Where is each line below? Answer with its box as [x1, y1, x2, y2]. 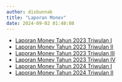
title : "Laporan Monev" [6, 15, 67, 21]
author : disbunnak [6, 9, 53, 15]
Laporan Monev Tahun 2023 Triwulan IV [15, 56, 116, 64]
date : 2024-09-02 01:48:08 [6, 20, 75, 26]
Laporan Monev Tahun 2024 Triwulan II [15, 69, 114, 77]
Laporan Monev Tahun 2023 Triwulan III [15, 50, 115, 57]
